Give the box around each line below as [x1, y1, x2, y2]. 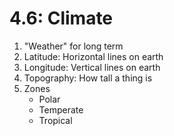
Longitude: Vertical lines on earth [23, 61, 161, 73]
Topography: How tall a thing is [23, 72, 153, 84]
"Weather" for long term [23, 40, 124, 52]
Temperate [38, 103, 84, 116]
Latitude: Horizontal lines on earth [23, 50, 164, 62]
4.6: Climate [9, 7, 114, 30]
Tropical [38, 114, 73, 126]
